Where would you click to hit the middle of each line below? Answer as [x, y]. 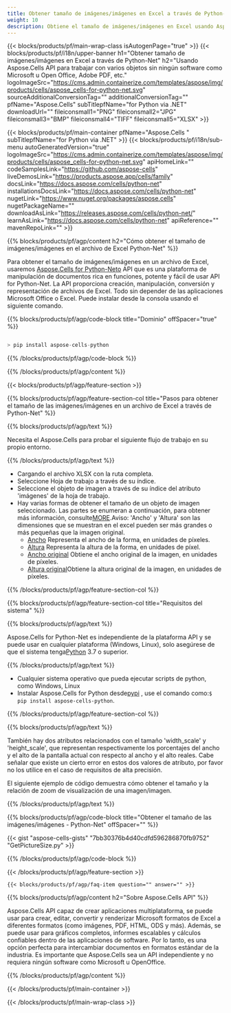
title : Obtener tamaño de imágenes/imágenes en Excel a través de [104, 13]
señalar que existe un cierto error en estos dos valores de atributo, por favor [115, 763]
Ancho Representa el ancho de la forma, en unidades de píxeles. [119, 540]
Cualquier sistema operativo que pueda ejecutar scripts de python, [112, 679]
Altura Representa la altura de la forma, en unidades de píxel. [114, 547]
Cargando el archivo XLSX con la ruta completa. [85, 474]
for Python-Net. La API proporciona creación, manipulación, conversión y [111, 284]
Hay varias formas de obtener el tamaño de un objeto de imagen [108, 503]
